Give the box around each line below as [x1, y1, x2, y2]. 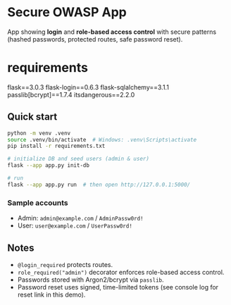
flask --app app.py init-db [7, 162, 90, 169]
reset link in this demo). [17, 290, 86, 299]
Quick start [7, 111, 58, 123]
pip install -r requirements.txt [7, 142, 106, 150]
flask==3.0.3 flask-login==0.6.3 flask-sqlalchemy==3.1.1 [7, 82, 169, 92]
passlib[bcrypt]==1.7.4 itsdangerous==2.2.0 [7, 90, 135, 99]
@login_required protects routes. [17, 260, 113, 268]
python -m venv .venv [7, 130, 71, 137]
